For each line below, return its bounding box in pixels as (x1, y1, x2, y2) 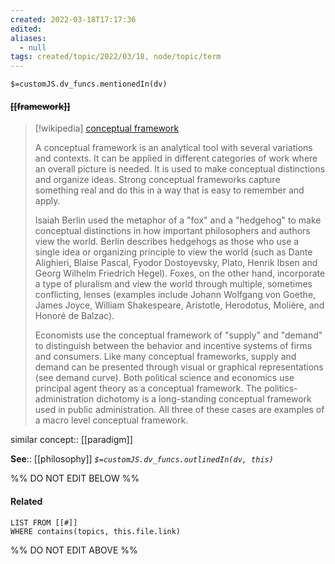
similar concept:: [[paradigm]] (10, 434, 133, 446)
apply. (34, 195, 61, 207)
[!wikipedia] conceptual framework (34, 122, 180, 135)
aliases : (10, 33, 47, 43)
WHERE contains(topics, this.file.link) (10, 526, 182, 536)
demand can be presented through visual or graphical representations (34, 361, 324, 373)
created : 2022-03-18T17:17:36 (10, 14, 137, 25)
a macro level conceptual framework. (34, 414, 189, 426)
